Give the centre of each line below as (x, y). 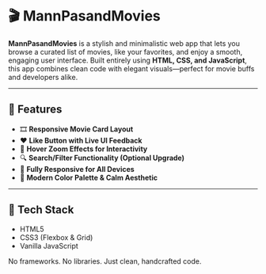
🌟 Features (35, 110)
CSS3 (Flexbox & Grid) (56, 237)
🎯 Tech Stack (41, 210)
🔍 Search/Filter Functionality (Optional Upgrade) (102, 158)
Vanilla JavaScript (49, 245)
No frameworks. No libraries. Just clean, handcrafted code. (105, 261)
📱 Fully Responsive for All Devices (77, 169)
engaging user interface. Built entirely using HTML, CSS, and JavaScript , (128, 60)
